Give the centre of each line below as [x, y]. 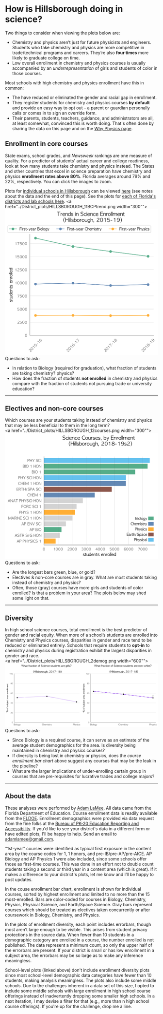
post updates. [19, 879]
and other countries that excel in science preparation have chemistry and [78, 171]
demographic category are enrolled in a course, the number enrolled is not [80, 940]
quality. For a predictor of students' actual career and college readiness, [77, 161]
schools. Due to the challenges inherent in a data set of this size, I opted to [80, 985]
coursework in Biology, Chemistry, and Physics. [53, 915]
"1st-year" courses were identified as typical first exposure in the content [78, 848]
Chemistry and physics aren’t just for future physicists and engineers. [81, 42]
